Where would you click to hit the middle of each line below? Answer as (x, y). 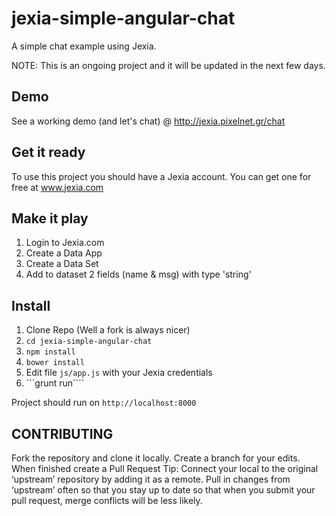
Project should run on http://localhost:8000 (104, 403)
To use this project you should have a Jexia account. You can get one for (161, 176)
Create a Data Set (62, 264)
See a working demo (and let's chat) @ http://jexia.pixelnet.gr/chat (148, 121)
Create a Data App (64, 253)
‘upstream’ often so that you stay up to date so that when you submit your (163, 490)
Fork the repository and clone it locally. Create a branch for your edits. (156, 458)
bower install (55, 363)
